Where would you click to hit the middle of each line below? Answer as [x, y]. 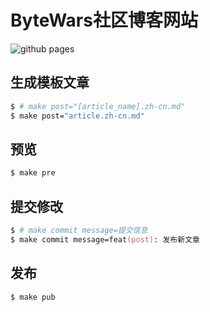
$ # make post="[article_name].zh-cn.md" [98, 106]
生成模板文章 [50, 82]
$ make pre [33, 173]
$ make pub [33, 297]
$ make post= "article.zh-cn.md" [77, 116]
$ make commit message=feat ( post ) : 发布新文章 [105, 239]
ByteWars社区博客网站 [104, 20]
